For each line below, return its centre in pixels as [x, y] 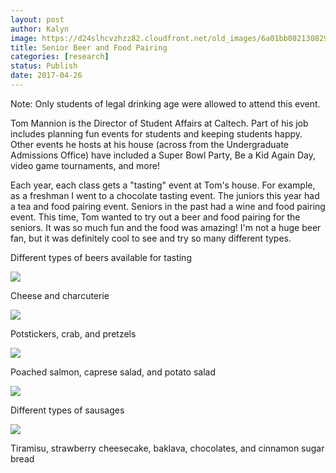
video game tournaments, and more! [85, 165]
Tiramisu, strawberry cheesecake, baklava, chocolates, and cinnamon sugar [167, 448]
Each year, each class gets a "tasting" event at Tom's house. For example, [163, 185]
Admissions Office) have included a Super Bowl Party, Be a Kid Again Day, [163, 155]
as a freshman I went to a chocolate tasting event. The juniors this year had [165, 195]
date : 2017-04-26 [46, 76]
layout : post [37, 19]
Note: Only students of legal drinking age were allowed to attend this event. [165, 103]
